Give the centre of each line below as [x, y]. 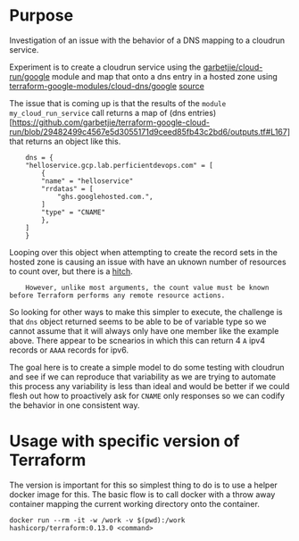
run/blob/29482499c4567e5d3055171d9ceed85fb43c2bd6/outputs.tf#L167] [150, 131]
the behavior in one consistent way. [75, 405]
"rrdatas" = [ [67, 188]
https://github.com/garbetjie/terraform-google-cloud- [111, 122]
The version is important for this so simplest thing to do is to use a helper [144, 485]
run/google [30, 76]
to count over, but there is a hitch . [71, 271]
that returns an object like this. [65, 141]
